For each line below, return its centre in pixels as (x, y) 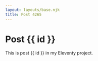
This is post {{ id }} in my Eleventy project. (49, 53)
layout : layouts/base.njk (32, 10)
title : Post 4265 (23, 14)
